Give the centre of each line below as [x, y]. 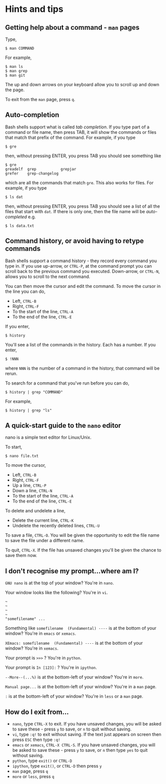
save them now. [21, 556]
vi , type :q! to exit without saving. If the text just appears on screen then [87, 734]
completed [16, 217]
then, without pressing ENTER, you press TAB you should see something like [83, 156]
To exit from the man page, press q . [40, 99]
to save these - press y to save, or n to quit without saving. [72, 729]
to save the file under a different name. [45, 541]
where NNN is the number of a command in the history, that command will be [83, 368]
